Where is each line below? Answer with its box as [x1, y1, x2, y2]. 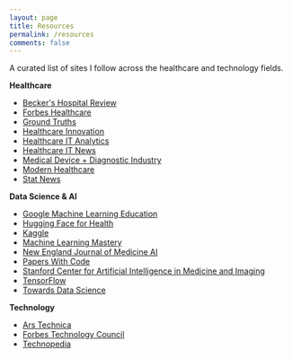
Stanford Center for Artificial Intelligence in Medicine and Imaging [22, 266, 265, 276]
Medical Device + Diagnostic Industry [22, 154, 162, 166]
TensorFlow [22, 275, 66, 286]
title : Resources [9, 22, 75, 31]
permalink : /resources [9, 30, 94, 39]
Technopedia [22, 338, 72, 350]
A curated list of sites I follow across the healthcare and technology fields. [9, 63, 284, 74]
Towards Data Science [22, 284, 106, 296]
